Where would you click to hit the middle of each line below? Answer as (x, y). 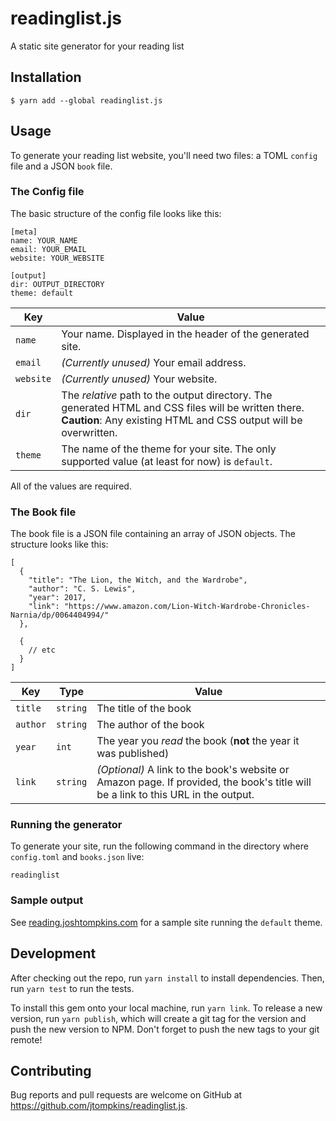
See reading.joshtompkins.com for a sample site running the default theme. (166, 922)
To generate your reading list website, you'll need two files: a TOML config (164, 155)
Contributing (51, 1070)
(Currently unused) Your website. (139, 379)
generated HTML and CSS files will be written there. (183, 407)
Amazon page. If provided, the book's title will (204, 782)
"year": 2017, (57, 598)
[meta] (24, 232)
